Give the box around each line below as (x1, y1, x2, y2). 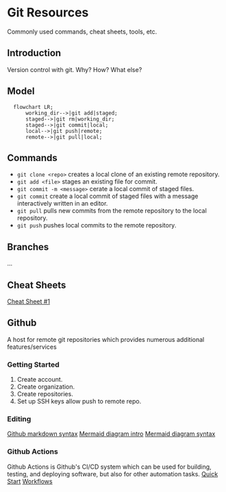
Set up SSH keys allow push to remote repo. (16, 397, 142, 406)
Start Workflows (7, 477, 53, 485)
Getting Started (7, 360, 60, 369)
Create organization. (16, 382, 75, 391)
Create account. (16, 376, 63, 384)
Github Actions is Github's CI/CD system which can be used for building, (7, 463, 212, 471)
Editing (7, 415, 32, 424)
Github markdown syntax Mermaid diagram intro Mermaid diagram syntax (7, 430, 216, 438)
